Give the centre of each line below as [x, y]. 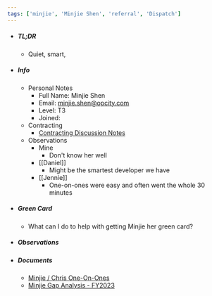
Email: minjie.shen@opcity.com [84, 103]
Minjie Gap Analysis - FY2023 [71, 285]
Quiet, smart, [47, 54]
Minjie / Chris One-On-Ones [69, 278]
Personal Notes [50, 88]
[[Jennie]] [53, 177]
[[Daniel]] [52, 162]
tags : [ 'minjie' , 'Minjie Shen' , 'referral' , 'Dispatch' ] [94, 14]
